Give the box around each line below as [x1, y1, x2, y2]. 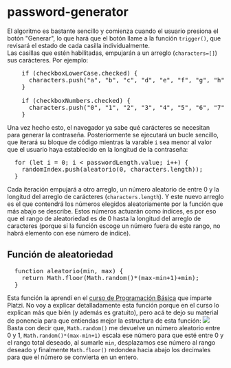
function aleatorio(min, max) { [14, 267, 124, 275]
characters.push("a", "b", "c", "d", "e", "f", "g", [28, 76, 211, 84]
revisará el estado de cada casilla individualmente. [7, 41, 150, 49]
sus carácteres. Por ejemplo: [7, 56, 89, 64]
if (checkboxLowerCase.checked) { [21, 69, 138, 77]
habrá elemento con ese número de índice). [7, 229, 131, 237]
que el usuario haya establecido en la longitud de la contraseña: [7, 145, 188, 153]
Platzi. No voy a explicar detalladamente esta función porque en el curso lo [7, 301, 220, 309]
